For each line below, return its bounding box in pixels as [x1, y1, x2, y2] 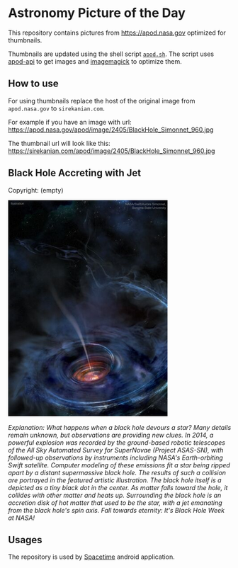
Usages [8, 533, 42, 546]
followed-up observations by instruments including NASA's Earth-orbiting [8, 453, 223, 462]
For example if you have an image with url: [8, 118, 132, 126]
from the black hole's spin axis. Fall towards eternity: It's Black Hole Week [8, 506, 225, 514]
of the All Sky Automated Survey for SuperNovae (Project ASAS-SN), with [8, 445, 224, 454]
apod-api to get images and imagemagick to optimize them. [8, 57, 183, 65]
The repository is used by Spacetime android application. [8, 552, 176, 561]
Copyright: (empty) [8, 186, 64, 194]
